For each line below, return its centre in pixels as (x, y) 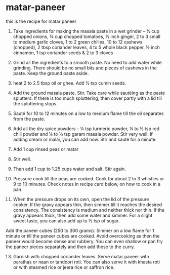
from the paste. (29, 119)
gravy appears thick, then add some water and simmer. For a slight (83, 215)
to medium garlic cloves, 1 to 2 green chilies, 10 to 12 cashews (78, 42)
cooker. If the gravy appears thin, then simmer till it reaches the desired (88, 205)
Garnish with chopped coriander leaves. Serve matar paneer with (81, 256)
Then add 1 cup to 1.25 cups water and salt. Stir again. (69, 169)
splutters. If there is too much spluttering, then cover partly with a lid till (88, 98)
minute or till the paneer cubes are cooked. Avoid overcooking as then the (83, 236)
